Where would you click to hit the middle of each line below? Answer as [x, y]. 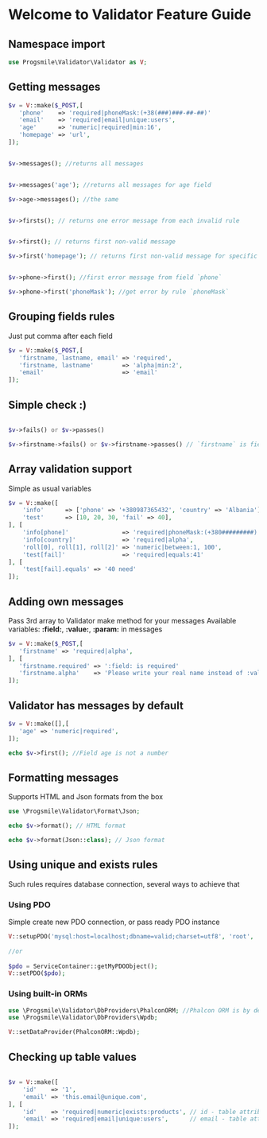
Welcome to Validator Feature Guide [130, 15]
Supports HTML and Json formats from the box [86, 797]
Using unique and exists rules [83, 865]
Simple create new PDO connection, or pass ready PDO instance [114, 922]
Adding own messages [66, 602]
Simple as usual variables [50, 488]
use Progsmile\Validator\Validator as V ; [78, 62]
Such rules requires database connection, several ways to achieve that [124, 884]
